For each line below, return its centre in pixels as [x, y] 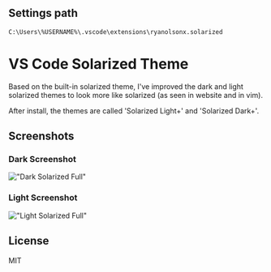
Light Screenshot [43, 198]
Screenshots [41, 136]
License [29, 241]
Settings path [43, 13]
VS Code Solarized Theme [99, 64]
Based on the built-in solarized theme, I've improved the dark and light [126, 86]
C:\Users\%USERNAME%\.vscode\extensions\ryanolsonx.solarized [116, 32]
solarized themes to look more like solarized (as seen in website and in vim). [136, 95]
